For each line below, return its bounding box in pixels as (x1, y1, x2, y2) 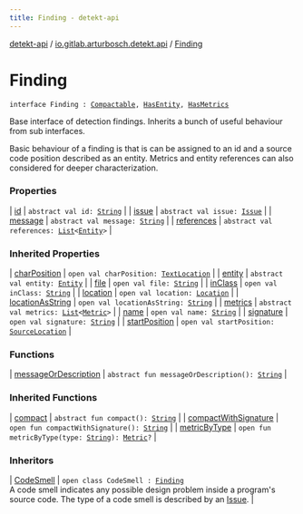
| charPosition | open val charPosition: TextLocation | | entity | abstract (9, 268, 284, 279)
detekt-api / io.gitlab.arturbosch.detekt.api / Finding (9, 38, 203, 49)
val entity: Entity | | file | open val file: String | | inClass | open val (9, 277, 278, 288)
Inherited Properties (9, 247, 100, 259)
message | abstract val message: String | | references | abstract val (9, 215, 273, 226)
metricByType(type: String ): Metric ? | (9, 432, 157, 442)
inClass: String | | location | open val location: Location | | (9, 287, 239, 298)
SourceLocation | (9, 325, 72, 336)
